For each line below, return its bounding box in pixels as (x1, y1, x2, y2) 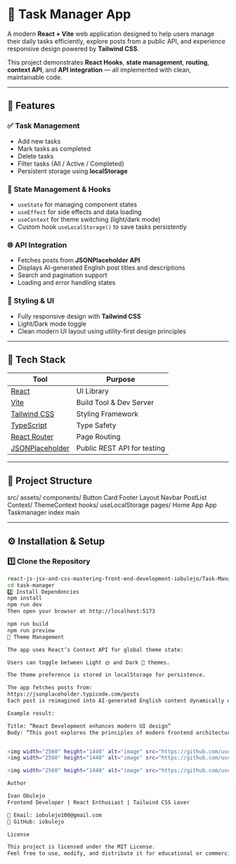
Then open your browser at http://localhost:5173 (7, 608, 156, 615)
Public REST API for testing (76, 444, 166, 453)
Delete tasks (17, 152, 54, 160)
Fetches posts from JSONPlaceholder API (17, 256, 140, 265)
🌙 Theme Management (7, 633, 65, 641)
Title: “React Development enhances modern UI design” (7, 722, 171, 729)
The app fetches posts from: (7, 684, 93, 691)
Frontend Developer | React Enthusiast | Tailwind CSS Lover (7, 799, 190, 806)
